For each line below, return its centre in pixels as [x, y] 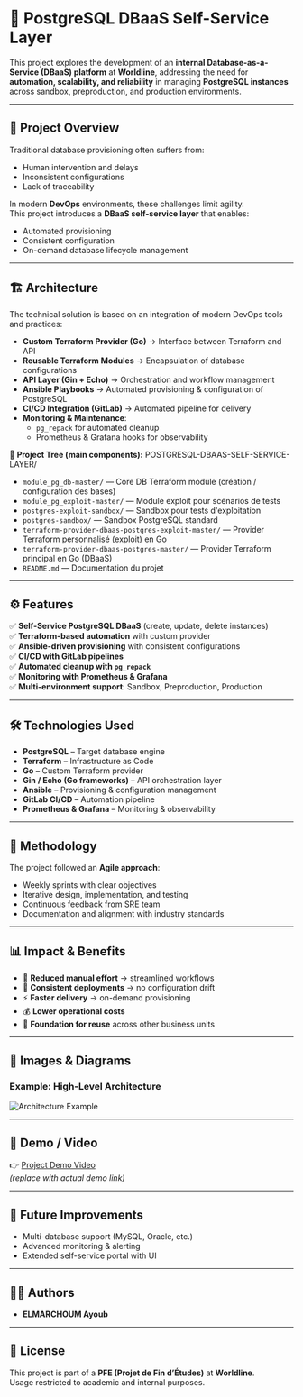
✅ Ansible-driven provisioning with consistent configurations [125, 646]
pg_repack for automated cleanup [97, 427]
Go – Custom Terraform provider [83, 771]
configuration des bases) [69, 491]
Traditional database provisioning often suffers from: [107, 150]
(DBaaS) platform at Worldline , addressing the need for [144, 72]
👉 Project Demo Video [53, 1165]
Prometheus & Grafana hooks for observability [122, 437]
